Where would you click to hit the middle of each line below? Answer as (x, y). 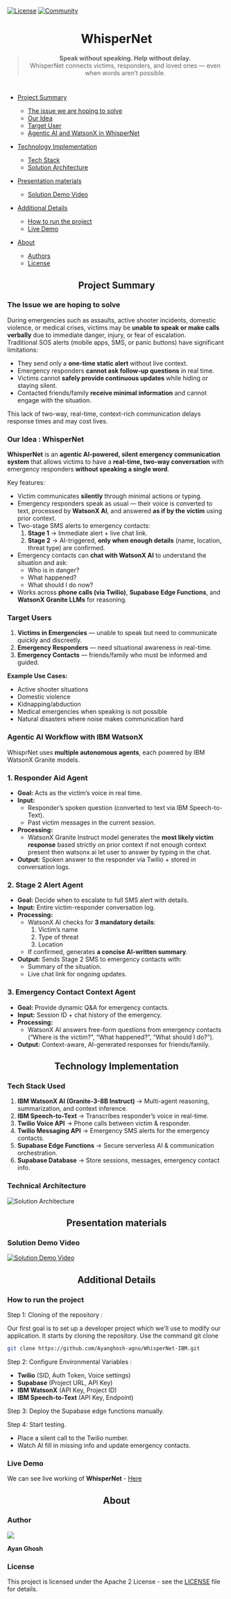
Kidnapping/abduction (49, 704)
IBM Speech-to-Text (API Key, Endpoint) (75, 1397)
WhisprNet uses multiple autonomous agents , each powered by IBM (106, 752)
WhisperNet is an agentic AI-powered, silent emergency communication (114, 454)
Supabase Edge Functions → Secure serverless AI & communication (115, 1146)
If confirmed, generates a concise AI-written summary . (108, 952)
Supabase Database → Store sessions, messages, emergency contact (118, 1160)
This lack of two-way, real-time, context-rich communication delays (104, 414)
